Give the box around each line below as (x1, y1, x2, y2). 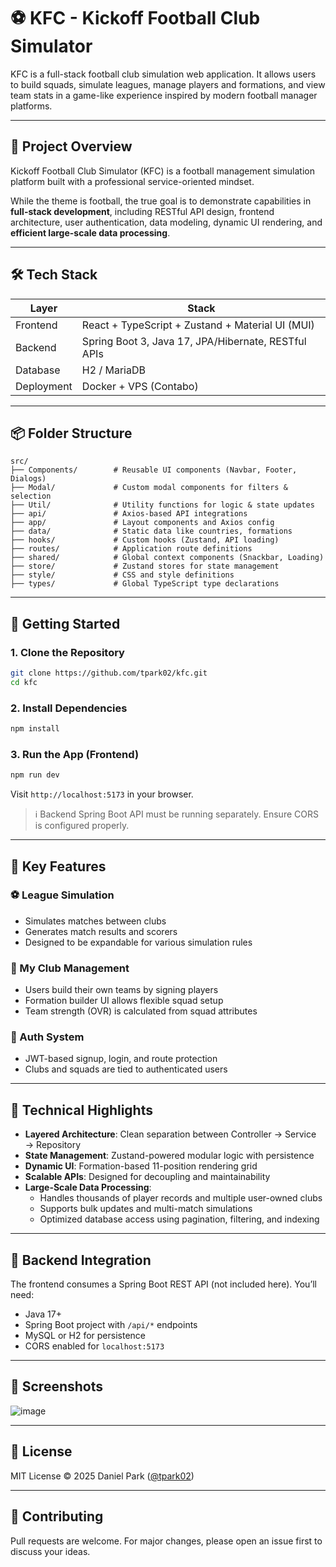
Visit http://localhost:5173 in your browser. (10, 788, 194, 800)
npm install (10, 724, 60, 734)
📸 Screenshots (10, 1378, 104, 1395)
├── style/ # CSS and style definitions (10, 570, 235, 580)
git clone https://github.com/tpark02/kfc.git (10, 668, 208, 679)
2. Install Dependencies (10, 701, 128, 715)
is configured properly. (34, 820, 130, 832)
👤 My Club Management (10, 961, 130, 975)
